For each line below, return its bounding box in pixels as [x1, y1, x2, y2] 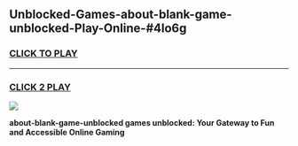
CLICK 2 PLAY [9, 81, 71, 93]
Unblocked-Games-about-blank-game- [9, 7, 232, 22]
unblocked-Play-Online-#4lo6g [9, 21, 187, 36]
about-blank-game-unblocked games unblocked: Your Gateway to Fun [9, 117, 275, 127]
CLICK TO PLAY [9, 48, 78, 60]
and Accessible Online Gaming [9, 127, 125, 137]
